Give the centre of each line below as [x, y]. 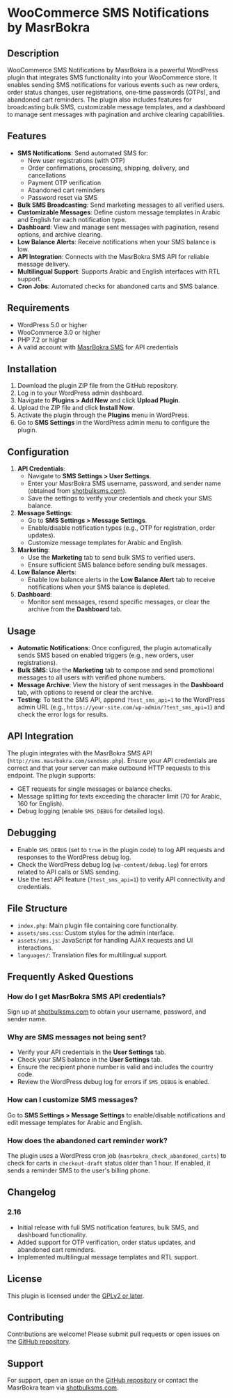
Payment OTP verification [64, 182]
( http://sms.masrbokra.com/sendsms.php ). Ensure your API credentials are [112, 760]
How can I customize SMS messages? [72, 1100]
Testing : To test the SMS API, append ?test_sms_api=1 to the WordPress [121, 700]
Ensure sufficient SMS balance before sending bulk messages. [117, 565]
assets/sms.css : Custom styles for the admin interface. [96, 933]
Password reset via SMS [63, 197]
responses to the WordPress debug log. [74, 857]
